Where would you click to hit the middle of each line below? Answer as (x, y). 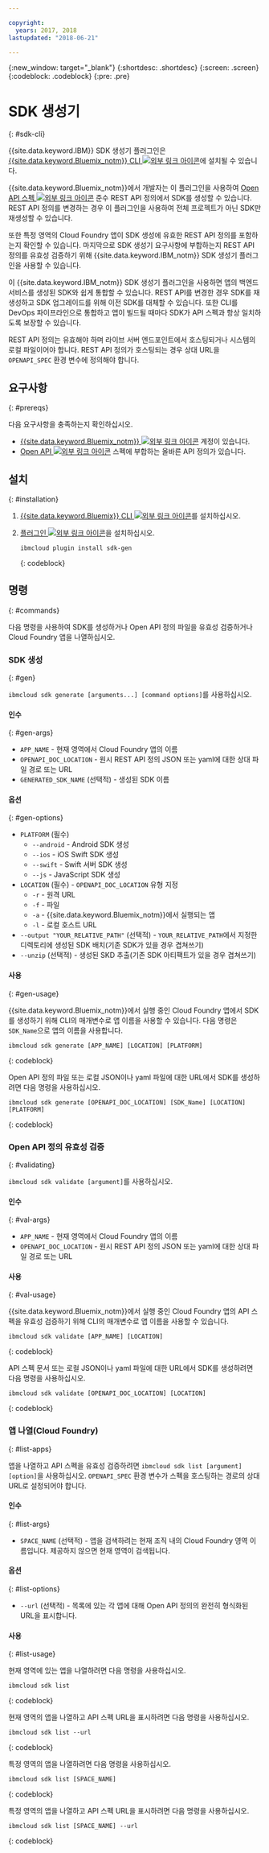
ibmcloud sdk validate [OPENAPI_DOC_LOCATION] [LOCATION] (107, 1393)
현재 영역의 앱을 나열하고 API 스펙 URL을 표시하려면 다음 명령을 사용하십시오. (129, 1717)
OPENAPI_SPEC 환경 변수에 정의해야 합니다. (74, 360)
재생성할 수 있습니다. (41, 218)
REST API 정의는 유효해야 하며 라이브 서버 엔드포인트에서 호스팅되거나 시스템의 (132, 340)
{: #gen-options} (36, 818)
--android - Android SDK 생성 (81, 844)
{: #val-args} (29, 1220)
